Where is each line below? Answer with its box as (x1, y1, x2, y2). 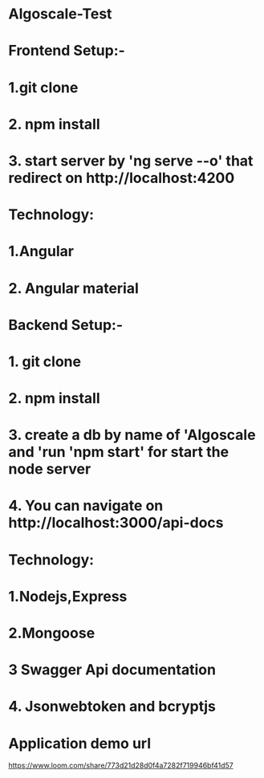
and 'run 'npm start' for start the (8, 443, 229, 462)
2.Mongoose (8, 624, 95, 642)
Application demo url (8, 734, 152, 752)
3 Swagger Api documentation (8, 661, 217, 679)
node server (8, 460, 91, 479)
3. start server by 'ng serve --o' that (8, 152, 254, 169)
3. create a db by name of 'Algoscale (8, 426, 256, 444)
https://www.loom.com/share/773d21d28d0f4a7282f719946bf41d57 (8, 760, 234, 771)
